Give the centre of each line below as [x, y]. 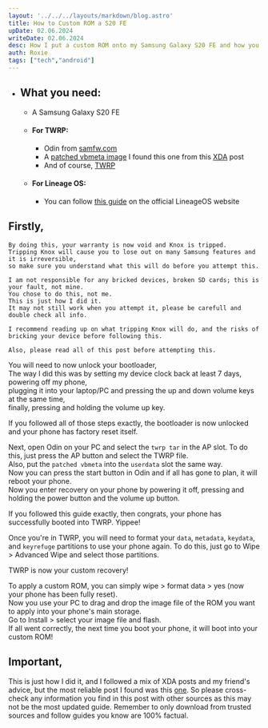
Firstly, [26, 226]
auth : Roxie [28, 53]
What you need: [60, 93]
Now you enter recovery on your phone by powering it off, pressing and [126, 489]
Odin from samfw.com [80, 148]
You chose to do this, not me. [60, 294]
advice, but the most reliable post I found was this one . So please [116, 690]
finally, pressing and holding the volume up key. [87, 407]
